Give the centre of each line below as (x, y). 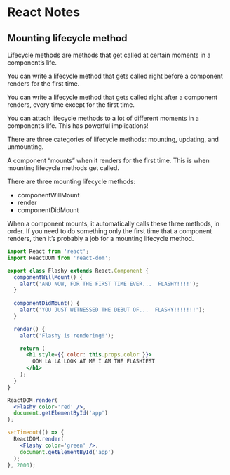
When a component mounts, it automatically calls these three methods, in (113, 223)
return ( (33, 349)
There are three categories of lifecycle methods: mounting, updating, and (113, 139)
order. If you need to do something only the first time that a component (110, 231)
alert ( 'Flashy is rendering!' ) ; (67, 336)
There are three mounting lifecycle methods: (71, 181)
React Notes (44, 12)
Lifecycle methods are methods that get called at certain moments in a (109, 55)
